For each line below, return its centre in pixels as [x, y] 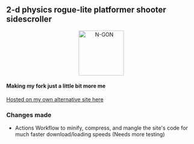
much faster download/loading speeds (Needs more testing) [90, 134]
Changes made [29, 115]
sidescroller [29, 19]
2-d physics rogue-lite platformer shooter [86, 10]
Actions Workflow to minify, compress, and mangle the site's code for [102, 128]
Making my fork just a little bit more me [56, 86]
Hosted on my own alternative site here [55, 100]
